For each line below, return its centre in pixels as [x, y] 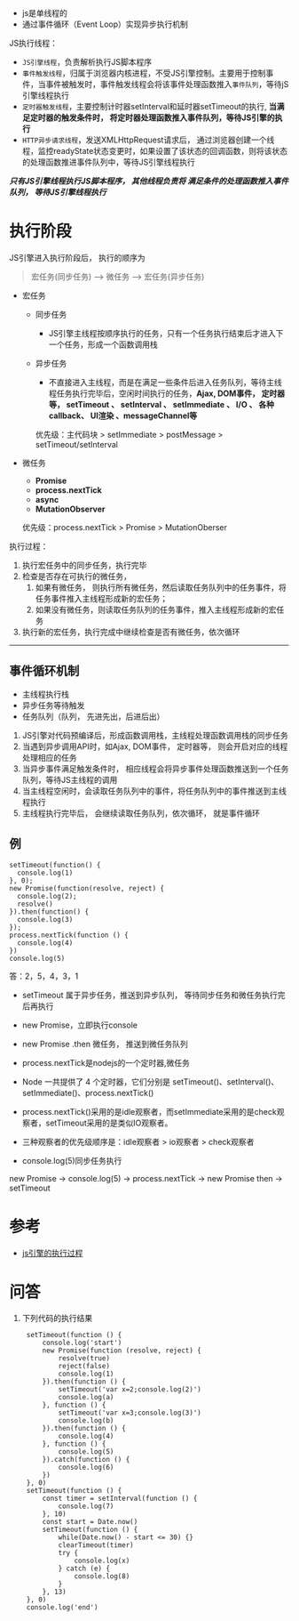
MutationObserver [70, 509]
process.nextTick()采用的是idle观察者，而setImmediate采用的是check [149, 1111]
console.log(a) [86, 1398]
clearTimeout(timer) [96, 1545]
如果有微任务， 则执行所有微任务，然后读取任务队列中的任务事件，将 [161, 587]
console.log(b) [86, 1421]
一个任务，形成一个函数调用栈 [103, 344]
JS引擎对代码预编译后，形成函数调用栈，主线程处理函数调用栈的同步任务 [155, 735]
